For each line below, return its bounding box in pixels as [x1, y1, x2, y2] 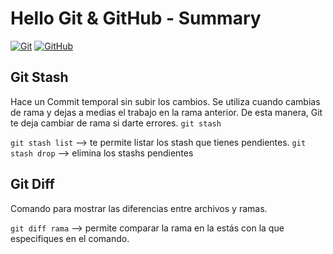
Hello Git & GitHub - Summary [10, 7, 262, 30]
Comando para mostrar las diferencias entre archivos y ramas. [10, 202, 268, 214]
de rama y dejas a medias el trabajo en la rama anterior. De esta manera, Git [10, 106, 323, 118]
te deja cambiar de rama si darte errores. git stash [10, 117, 222, 129]
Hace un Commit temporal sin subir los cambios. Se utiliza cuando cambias [10, 95, 321, 107]
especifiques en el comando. [10, 232, 130, 244]
